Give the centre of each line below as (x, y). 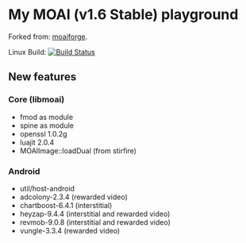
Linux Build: (27, 52)
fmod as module (46, 117)
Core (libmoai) (37, 99)
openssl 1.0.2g (43, 133)
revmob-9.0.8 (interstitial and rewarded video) (95, 222)
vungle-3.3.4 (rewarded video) (70, 230)
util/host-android (47, 188)
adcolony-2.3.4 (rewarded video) (74, 197)
